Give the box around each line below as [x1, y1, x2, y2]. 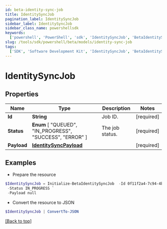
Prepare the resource [12, 172, 56, 178]
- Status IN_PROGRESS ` [7, 186, 55, 191]
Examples [5, 158, 36, 167]
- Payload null [7, 191, 37, 196]
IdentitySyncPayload [32, 142, 83, 149]
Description [102, 105, 131, 112]
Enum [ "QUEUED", [32, 121, 78, 128]
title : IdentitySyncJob [5, 12, 55, 17]
